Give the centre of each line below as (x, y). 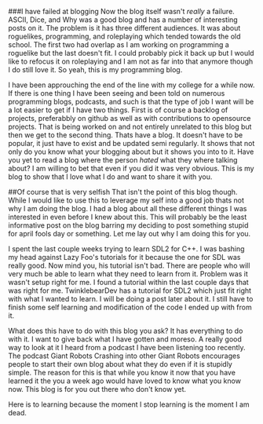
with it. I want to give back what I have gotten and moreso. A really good (125, 339)
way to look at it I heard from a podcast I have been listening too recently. (127, 347)
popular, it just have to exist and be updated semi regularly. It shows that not (131, 143)
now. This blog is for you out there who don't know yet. (97, 389)
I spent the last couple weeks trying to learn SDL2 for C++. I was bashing (126, 249)
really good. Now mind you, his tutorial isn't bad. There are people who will (129, 265)
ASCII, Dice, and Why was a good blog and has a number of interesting (123, 20)
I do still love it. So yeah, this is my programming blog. (95, 69)
